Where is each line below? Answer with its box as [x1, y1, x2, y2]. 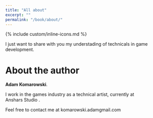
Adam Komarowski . [5, 82, 48, 88]
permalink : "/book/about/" [5, 17, 63, 22]
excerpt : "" [5, 12, 31, 17]
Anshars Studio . [5, 97, 40, 103]
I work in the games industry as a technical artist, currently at [5, 91, 135, 97]
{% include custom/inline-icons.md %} [5, 31, 87, 37]
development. [5, 47, 34, 53]
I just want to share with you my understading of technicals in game [5, 41, 148, 47]
